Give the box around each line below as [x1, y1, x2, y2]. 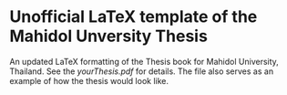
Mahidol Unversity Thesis [9, 26, 208, 47]
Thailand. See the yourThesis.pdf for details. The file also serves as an [9, 66, 274, 77]
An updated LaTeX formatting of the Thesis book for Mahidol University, [9, 56, 280, 67]
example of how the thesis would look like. [9, 75, 169, 86]
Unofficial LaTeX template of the [9, 6, 258, 27]
